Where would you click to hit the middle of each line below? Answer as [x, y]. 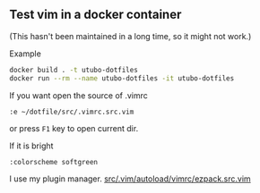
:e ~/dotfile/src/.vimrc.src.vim [72, 112]
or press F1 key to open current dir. [74, 128]
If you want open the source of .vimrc [78, 95]
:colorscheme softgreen [54, 162]
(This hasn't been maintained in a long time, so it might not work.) [130, 36]
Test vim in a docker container [95, 15]
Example [26, 54]
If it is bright [31, 146]
